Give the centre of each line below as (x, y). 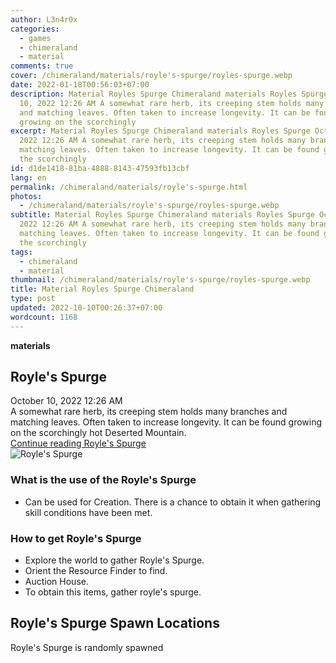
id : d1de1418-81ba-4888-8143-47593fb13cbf (100, 168)
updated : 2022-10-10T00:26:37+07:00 (86, 308)
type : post (33, 299)
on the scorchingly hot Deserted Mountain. (98, 433)
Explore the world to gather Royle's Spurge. (114, 560)
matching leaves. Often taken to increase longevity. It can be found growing (166, 422)
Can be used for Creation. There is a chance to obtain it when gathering (173, 502)
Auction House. (56, 582)
